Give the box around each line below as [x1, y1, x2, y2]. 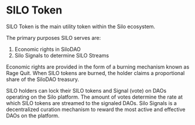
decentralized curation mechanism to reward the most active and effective [6, 106, 186, 113]
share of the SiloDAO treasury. [6, 76, 79, 83]
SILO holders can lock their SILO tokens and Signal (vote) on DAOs [6, 87, 167, 94]
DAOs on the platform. [6, 112, 60, 119]
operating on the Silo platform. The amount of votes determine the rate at [6, 93, 183, 100]
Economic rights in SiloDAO [14, 45, 81, 53]
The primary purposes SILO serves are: [6, 34, 101, 41]
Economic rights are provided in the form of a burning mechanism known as [6, 63, 190, 70]
